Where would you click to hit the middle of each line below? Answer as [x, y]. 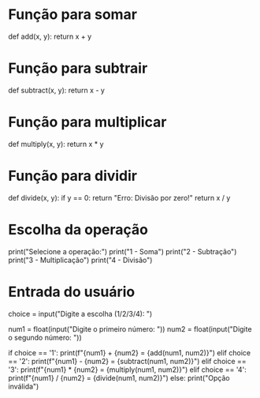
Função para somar [73, 15]
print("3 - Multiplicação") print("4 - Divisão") [80, 260]
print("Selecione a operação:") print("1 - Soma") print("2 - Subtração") [123, 251]
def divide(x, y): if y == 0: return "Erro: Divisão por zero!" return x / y [119, 197]
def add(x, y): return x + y [50, 36]
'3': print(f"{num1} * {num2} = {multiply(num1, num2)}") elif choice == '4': [127, 370]
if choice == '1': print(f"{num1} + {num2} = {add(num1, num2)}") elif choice [129, 352]
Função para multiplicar [87, 122]
